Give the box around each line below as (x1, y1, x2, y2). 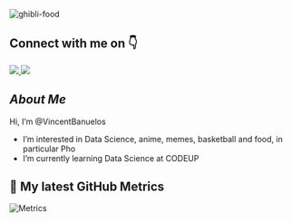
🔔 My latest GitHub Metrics (9, 179, 165, 195)
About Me (9, 92, 66, 108)
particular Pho (22, 143, 76, 154)
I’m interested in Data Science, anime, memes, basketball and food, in (22, 133, 283, 144)
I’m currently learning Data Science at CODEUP (22, 152, 200, 163)
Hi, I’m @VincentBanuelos (9, 116, 106, 127)
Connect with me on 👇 (9, 36, 138, 52)
